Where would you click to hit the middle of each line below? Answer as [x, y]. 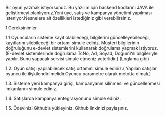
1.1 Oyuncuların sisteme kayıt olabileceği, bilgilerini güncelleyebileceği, [78, 37]
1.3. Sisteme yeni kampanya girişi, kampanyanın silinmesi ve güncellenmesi [83, 83]
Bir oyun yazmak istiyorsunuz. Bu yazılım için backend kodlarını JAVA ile [79, 7]
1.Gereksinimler [21, 28]
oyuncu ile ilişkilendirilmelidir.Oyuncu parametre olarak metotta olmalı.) [78, 74]
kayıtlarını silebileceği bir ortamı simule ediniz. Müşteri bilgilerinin [72, 43]
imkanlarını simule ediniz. [31, 89]
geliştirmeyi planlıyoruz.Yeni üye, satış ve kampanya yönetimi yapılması [78, 13]
